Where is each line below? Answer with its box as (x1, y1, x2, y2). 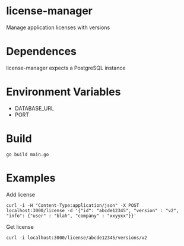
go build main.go (6, 152, 49, 157)
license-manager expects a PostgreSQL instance (6, 64, 126, 71)
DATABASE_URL (14, 105, 55, 112)
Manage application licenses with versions (6, 24, 110, 31)
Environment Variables (6, 85, 121, 99)
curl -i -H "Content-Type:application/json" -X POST (6, 202, 139, 209)
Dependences (6, 45, 77, 58)
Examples (6, 171, 56, 185)
